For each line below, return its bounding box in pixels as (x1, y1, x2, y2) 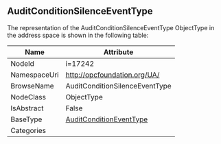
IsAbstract (10, 103, 44, 112)
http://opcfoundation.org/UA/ (65, 70, 160, 80)
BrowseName (10, 81, 54, 91)
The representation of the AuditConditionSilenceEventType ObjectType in (7, 23, 215, 32)
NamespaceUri (10, 70, 60, 80)
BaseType (10, 115, 43, 124)
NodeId (10, 58, 34, 68)
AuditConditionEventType (65, 115, 148, 124)
